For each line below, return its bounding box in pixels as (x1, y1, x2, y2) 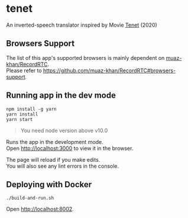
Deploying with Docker (6, 179, 92, 190)
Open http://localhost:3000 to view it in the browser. (6, 145, 134, 152)
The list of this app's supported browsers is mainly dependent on (6, 54, 165, 61)
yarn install (6, 111, 38, 117)
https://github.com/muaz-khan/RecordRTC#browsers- (43, 67, 176, 74)
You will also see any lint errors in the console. (6, 162, 119, 169)
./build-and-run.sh (6, 195, 54, 201)
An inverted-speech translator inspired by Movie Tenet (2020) (6, 21, 158, 28)
